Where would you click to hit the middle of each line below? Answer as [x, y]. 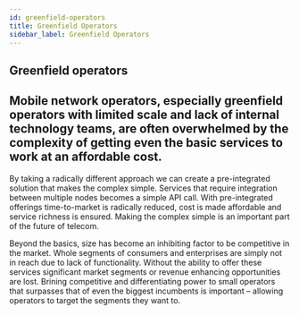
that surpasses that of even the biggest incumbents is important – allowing [146, 291]
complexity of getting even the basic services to [146, 143]
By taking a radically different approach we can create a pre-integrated [140, 178]
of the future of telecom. [54, 226]
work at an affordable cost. [86, 157]
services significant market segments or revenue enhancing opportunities [145, 272]
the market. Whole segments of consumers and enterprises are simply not [146, 252]
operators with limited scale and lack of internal [144, 115]
